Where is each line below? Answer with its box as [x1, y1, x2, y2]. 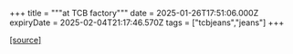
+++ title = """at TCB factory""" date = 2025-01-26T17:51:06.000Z [9, 8, 259, 18]
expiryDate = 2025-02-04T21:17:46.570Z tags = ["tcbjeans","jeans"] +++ [9, 17, 285, 28]
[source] [9, 35, 42, 45]
